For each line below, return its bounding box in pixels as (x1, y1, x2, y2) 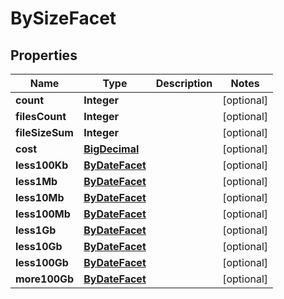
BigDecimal (83, 142, 140, 156)
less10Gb (15, 240, 63, 253)
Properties (10, 47, 78, 64)
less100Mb (15, 207, 71, 221)
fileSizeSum (15, 126, 74, 139)
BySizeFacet (10, 7, 117, 30)
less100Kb (15, 158, 69, 172)
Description (155, 77, 213, 90)
